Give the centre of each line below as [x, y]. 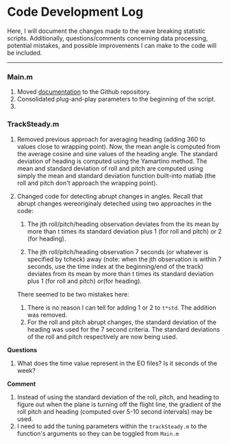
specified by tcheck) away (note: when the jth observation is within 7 [124, 259]
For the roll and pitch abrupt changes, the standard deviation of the [122, 322]
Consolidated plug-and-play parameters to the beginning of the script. [116, 99]
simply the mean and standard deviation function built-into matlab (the [116, 175]
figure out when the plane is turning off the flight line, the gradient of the [119, 404]
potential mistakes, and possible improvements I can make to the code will [112, 45]
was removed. [47, 314]
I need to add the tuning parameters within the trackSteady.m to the [112, 426]
